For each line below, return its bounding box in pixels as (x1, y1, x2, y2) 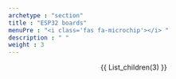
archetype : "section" (8, 11, 84, 20)
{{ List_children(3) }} (100, 62, 167, 72)
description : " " (8, 33, 69, 42)
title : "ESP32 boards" (8, 19, 88, 27)
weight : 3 (8, 41, 45, 49)
